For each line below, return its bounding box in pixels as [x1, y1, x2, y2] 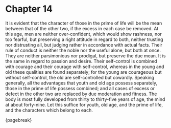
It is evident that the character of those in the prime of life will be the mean [5, 20, 162, 26]
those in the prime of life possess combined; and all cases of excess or [5, 85, 155, 91]
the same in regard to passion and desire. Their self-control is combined [5, 58, 157, 64]
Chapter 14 [5, 3, 53, 15]
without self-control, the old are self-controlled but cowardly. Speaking [5, 74, 155, 80]
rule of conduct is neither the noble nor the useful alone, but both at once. [5, 47, 161, 53]
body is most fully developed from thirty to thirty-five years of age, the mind [5, 96, 165, 102]
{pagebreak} [5, 117, 32, 123]
